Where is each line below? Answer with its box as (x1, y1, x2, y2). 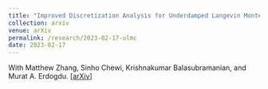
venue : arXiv (8, 26, 52, 34)
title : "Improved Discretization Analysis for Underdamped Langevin (8, 11, 241, 20)
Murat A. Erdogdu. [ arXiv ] (8, 72, 93, 81)
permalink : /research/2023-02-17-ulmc (8, 33, 137, 42)
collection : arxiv (8, 19, 69, 27)
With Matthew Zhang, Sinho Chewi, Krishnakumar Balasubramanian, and (8, 63, 247, 72)
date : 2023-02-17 (8, 41, 66, 49)
